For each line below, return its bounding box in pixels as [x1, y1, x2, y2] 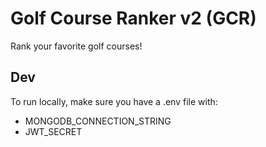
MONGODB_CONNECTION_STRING [24, 115, 172, 127]
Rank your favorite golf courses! [10, 40, 143, 52]
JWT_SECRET [24, 125, 83, 137]
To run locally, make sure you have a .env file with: [10, 95, 218, 107]
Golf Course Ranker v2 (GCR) [10, 7, 257, 30]
